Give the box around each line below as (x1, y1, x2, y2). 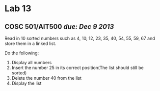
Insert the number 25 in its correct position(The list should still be (11, 65, 144, 70)
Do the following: (4, 50, 39, 56)
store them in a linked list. (4, 41, 56, 46)
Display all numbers (11, 60, 52, 65)
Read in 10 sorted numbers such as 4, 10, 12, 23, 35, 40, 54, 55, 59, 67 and (4, 35, 155, 41)
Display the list (11, 80, 42, 86)
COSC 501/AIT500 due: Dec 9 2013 (4, 23, 114, 31)
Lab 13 (4, 3, 31, 14)
